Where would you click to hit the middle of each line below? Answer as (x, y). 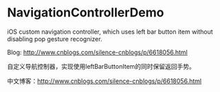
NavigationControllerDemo (86, 13)
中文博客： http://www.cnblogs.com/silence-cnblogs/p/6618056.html (104, 81)
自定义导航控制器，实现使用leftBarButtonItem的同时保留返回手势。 (101, 66)
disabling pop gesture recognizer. (55, 38)
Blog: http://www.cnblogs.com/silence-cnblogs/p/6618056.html (97, 52)
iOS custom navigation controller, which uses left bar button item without (110, 32)
